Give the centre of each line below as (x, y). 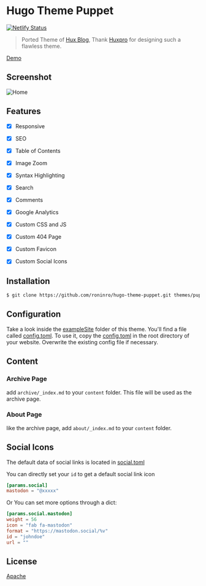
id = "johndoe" (26, 537)
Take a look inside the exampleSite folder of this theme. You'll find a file (97, 329)
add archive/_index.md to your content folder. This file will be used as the (99, 392)
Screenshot (29, 77)
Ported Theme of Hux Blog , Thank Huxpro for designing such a (101, 39)
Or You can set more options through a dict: (62, 503)
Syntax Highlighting (40, 175)
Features (24, 111)
